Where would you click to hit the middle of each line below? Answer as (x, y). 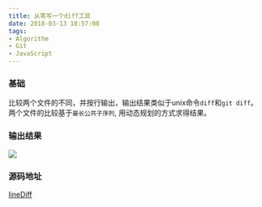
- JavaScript (30, 54)
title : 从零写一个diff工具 (49, 16)
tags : (17, 31)
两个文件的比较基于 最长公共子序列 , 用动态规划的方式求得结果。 (110, 113)
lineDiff (20, 194)
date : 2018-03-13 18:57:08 (54, 24)
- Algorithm (28, 39)
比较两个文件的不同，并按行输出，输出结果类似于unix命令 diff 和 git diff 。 (133, 103)
